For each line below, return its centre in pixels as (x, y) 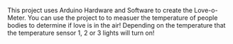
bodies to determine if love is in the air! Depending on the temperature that (116, 25)
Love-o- (206, 10)
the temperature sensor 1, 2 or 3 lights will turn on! (81, 33)
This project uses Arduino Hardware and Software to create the (100, 10)
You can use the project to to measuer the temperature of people (123, 18)
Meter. (17, 18)
